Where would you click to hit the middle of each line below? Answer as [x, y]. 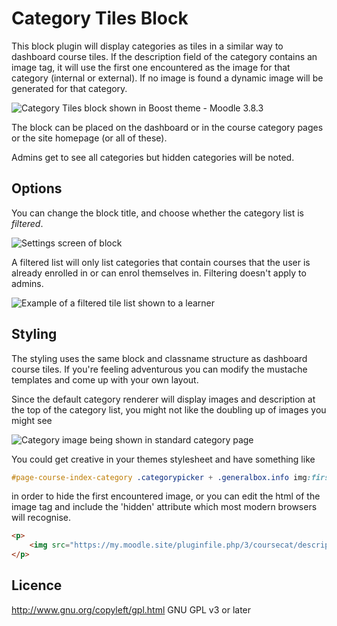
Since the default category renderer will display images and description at [163, 399]
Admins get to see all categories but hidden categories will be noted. [153, 157]
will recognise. [41, 518]
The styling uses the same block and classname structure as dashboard [159, 358]
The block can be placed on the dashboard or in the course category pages [167, 127]
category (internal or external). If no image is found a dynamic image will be [167, 78]
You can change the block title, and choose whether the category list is [157, 213]
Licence [37, 585]
